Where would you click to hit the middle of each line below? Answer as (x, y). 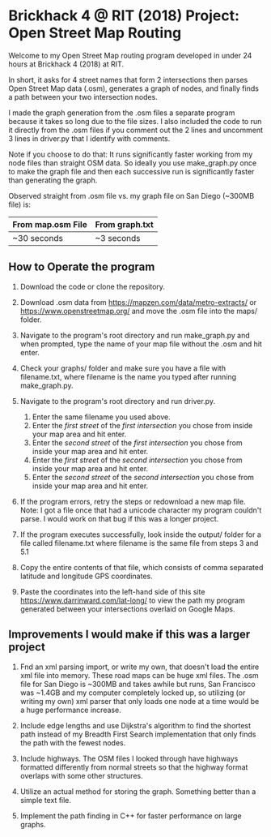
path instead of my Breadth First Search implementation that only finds (138, 734)
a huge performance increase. (70, 710)
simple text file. (45, 800)
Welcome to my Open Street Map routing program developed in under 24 (130, 55)
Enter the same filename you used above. (102, 417)
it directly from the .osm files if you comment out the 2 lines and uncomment (136, 130)
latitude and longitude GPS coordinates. (87, 576)
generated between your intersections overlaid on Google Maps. (127, 609)
